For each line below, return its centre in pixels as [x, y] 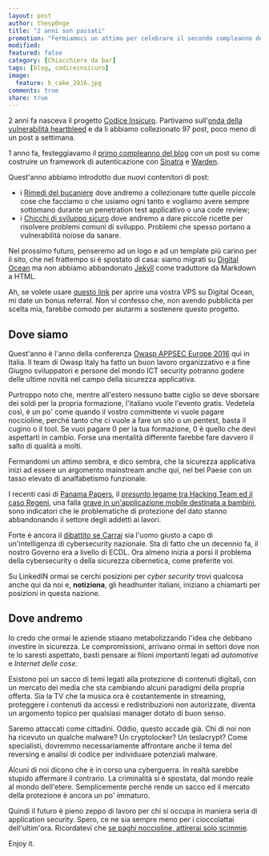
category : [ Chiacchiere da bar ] [62, 61]
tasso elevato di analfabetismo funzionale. [78, 479]
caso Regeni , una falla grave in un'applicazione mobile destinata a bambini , [132, 503]
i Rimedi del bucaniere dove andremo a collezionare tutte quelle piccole [138, 193]
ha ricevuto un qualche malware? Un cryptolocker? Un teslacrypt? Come [128, 737]
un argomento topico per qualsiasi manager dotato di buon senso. [117, 713]
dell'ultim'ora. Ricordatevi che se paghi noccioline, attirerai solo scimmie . [128, 828]
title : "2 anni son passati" [57, 30]
